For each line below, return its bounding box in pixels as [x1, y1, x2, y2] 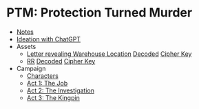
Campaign [16, 64, 46, 72]
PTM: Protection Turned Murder [6, 5, 193, 21]
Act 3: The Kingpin [26, 93, 80, 101]
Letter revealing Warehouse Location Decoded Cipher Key [26, 50, 192, 58]
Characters [26, 71, 59, 80]
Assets [16, 42, 36, 50]
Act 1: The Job [26, 79, 68, 87]
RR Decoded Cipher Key [26, 57, 96, 65]
